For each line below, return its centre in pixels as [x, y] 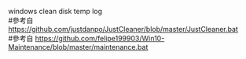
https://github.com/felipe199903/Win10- [100, 38]
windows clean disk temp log [55, 11]
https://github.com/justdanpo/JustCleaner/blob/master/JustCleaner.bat [123, 29]
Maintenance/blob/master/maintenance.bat [78, 47]
